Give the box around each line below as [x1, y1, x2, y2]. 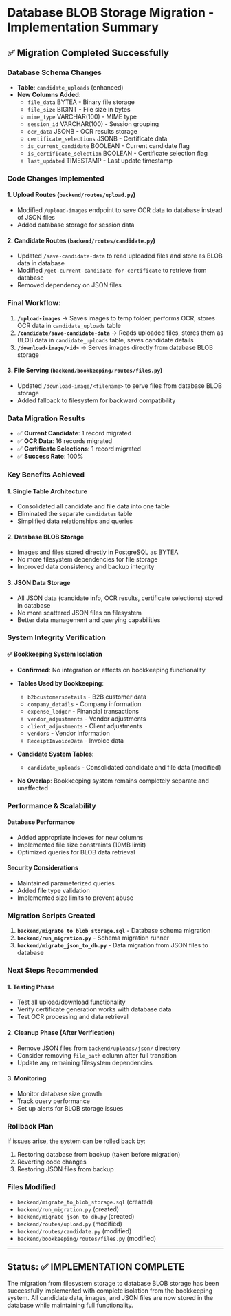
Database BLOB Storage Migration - [7, 5, 214, 21]
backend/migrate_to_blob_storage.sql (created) [16, 1197, 153, 1206]
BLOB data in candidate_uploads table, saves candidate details [16, 336, 194, 344]
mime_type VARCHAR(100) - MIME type [27, 112, 137, 121]
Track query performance [16, 1097, 91, 1105]
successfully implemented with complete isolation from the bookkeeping [7, 1286, 213, 1295]
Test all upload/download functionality [16, 998, 126, 1007]
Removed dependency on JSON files [16, 281, 122, 289]
